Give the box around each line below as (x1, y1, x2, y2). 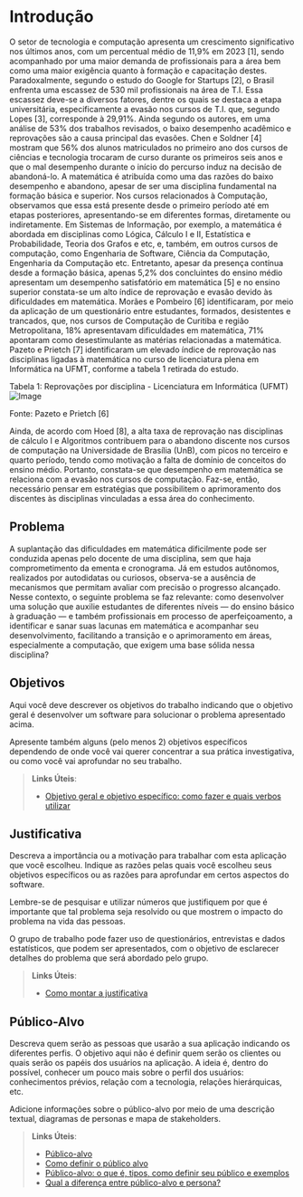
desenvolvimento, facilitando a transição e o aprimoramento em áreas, (9, 629, 272, 640)
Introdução (9, 6, 94, 27)
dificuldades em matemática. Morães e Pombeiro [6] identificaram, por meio (9, 296, 294, 307)
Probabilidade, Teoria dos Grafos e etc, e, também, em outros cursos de (9, 238, 279, 249)
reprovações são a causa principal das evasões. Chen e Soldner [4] (9, 132, 262, 143)
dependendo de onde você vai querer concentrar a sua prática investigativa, (9, 745, 295, 757)
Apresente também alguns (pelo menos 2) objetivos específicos (9, 736, 248, 747)
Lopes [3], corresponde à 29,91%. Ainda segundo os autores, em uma (9, 113, 271, 124)
